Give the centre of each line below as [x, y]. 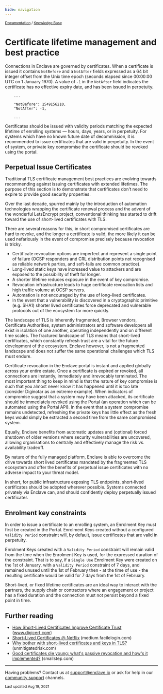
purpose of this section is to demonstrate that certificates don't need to [76, 189]
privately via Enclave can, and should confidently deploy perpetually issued [81, 492]
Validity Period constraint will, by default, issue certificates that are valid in [81, 535]
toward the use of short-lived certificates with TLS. [56, 219]
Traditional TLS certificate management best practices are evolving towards [81, 179]
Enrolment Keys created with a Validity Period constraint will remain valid [80, 550]
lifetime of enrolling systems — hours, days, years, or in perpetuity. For [76, 131]
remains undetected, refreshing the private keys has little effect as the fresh [81, 413]
